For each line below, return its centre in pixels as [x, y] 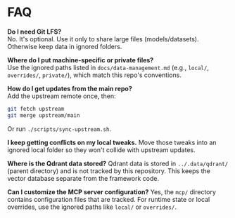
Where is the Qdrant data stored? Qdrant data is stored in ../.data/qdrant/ [118, 163]
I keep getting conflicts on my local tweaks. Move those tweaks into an [112, 142]
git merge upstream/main [44, 115]
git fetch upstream [36, 109]
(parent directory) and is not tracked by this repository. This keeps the [109, 171]
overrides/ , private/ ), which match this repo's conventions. [94, 75]
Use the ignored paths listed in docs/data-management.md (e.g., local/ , [108, 67]
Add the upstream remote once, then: [62, 96]
